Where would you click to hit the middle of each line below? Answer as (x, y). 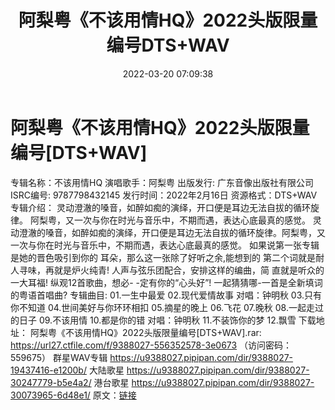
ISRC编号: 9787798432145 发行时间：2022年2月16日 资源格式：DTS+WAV (164, 195)
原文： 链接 (114, 395)
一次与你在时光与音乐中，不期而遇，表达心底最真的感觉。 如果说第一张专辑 (165, 245)
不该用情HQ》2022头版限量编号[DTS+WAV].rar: (163, 332)
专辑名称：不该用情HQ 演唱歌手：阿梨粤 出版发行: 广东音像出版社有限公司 (162, 182)
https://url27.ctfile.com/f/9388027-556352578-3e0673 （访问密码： (151, 345)
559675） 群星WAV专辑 (59, 357)
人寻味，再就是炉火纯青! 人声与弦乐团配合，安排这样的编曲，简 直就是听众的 (167, 270)
